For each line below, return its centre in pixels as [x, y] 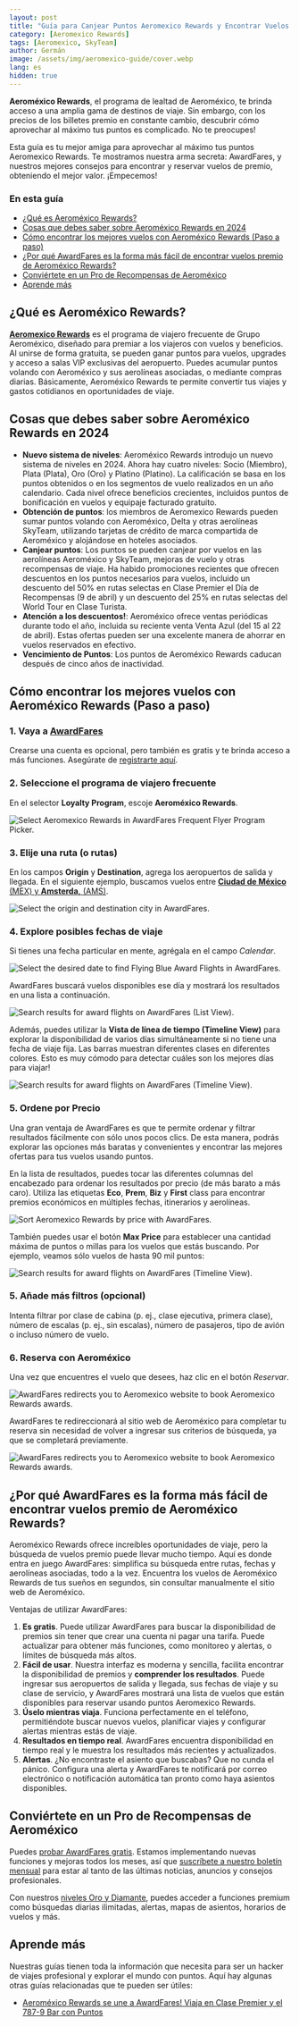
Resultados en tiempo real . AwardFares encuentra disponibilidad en [148, 1740]
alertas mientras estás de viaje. [79, 1731]
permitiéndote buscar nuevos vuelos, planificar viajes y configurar [144, 1721]
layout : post [33, 17]
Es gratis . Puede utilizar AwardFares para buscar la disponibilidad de [149, 1627]
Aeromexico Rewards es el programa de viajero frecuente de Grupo [135, 334]
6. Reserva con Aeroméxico [70, 1358]
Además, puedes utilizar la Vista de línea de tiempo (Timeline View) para [145, 1030]
